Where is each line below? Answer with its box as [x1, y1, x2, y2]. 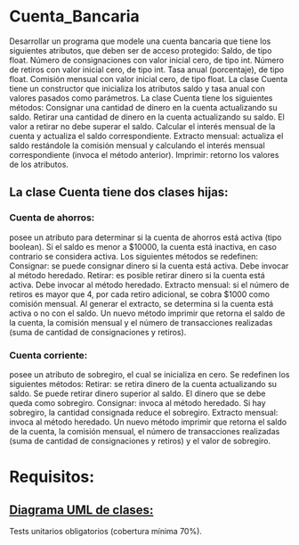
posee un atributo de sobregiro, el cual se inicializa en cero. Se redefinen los [9, 368, 290, 380]
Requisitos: [9, 467, 95, 487]
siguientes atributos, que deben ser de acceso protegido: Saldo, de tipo [9, 45, 272, 55]
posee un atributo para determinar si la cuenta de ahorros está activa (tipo [9, 232, 282, 243]
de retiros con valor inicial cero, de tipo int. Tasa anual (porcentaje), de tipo [9, 64, 285, 75]
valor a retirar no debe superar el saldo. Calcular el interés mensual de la [9, 120, 276, 131]
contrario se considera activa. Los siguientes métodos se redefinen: [9, 251, 259, 261]
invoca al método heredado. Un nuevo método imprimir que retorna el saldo [9, 417, 287, 427]
